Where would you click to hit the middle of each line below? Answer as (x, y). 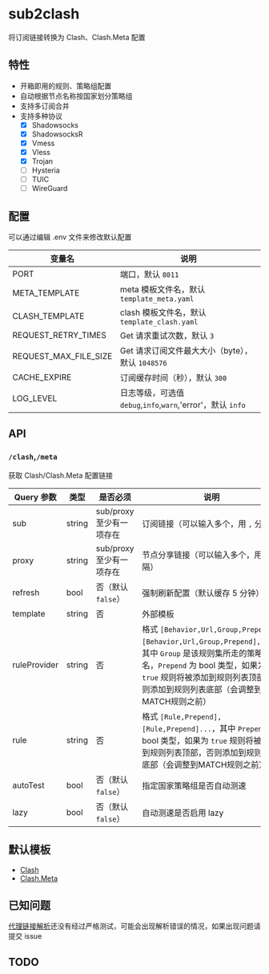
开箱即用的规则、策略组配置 (66, 86)
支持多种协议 (41, 116)
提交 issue (25, 936)
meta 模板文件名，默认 (163, 290)
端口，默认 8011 (149, 275)
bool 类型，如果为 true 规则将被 (201, 740)
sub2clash (44, 14)
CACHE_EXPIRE (42, 377)
